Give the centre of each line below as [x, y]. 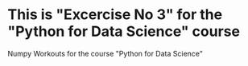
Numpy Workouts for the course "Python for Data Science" [105, 53]
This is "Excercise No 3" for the [115, 15]
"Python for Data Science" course [124, 31]
